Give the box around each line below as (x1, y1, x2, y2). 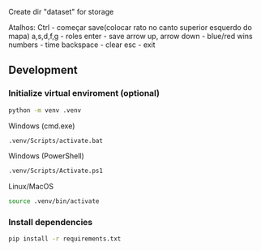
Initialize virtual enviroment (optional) (8, 88, 160, 99)
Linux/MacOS (8, 182, 54, 192)
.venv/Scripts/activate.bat (8, 136, 104, 145)
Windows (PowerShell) (8, 151, 85, 161)
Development (8, 63, 79, 77)
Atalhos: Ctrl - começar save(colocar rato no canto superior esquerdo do (8, 23, 253, 32)
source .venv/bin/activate (8, 197, 100, 206)
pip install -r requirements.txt (8, 235, 122, 243)
